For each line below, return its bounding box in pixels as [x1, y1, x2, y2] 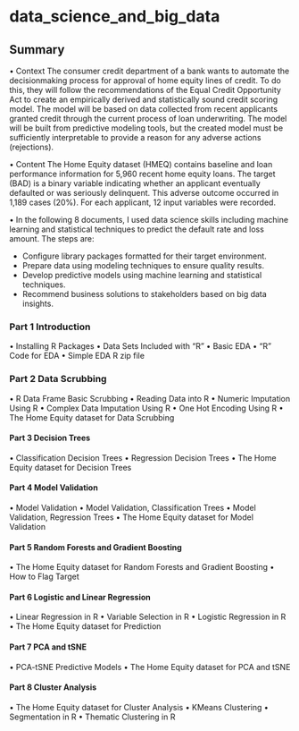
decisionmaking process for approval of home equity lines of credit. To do [9, 75, 281, 86]
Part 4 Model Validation [9, 482, 98, 493]
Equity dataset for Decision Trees [9, 462, 132, 472]
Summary [9, 42, 65, 57]
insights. [21, 298, 54, 309]
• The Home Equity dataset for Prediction [9, 621, 162, 632]
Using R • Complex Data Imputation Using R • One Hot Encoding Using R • [9, 403, 284, 413]
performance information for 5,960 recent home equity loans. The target [9, 168, 276, 179]
